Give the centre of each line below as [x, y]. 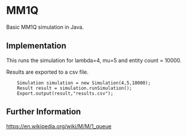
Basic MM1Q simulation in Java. [45, 27]
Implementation [36, 46]
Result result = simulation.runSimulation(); [75, 88]
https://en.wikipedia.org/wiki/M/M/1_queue [59, 126]
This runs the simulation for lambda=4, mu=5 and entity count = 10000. [94, 60]
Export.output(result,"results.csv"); [65, 93]
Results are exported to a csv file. [47, 72]
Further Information [44, 112]
